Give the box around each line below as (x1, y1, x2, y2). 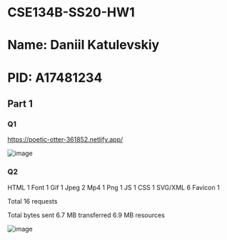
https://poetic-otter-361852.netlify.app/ (7, 135, 123, 144)
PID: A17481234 (7, 69, 103, 85)
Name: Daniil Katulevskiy (7, 37, 160, 53)
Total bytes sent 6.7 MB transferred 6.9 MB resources (7, 211, 166, 219)
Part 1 (7, 98, 34, 110)
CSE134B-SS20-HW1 (7, 4, 136, 21)
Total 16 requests (7, 197, 58, 205)
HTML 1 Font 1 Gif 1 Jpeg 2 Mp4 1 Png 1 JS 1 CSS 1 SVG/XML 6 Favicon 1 (7, 183, 220, 192)
